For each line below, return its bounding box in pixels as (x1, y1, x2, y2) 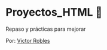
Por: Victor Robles (5, 37, 50, 44)
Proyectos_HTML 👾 (5, 5, 103, 19)
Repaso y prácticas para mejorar (5, 25, 86, 33)
